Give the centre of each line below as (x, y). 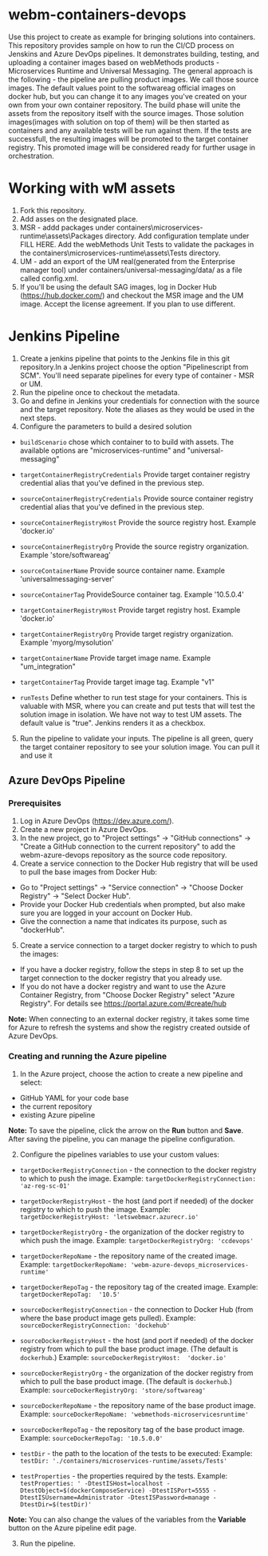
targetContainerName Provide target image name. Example (115, 658)
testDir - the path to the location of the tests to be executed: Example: (136, 1453)
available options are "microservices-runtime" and (102, 450)
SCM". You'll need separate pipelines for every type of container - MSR (137, 375)
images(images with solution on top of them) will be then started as (119, 122)
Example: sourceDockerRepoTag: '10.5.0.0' (91, 1438)
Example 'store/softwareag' (65, 554)
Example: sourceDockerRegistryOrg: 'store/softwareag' (112, 1390)
